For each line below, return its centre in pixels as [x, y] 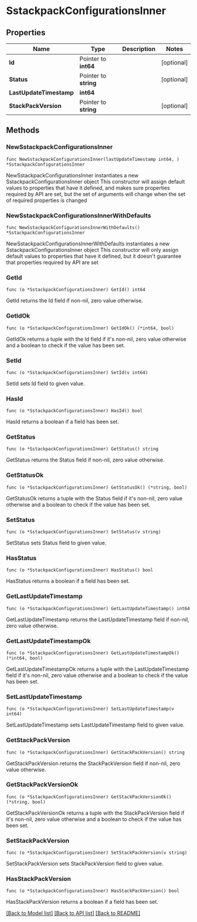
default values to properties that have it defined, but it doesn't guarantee [94, 256]
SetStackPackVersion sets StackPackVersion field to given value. [85, 864]
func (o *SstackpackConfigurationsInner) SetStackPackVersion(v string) [97, 853]
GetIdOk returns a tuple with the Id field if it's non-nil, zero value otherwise [96, 339]
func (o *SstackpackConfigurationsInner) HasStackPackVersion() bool [93, 891]
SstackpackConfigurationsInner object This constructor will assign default [96, 181]
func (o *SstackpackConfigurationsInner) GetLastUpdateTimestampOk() [93, 653]
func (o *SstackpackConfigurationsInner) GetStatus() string [82, 449]
